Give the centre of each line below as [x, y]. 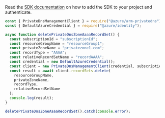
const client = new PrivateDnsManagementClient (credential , [72, 66]
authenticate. [18, 12]
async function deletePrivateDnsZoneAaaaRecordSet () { [62, 34]
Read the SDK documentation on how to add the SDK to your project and [79, 7]
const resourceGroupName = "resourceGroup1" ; [57, 43]
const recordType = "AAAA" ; [38, 53]
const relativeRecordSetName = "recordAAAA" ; [57, 57]
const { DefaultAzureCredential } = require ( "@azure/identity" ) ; [73, 26]
